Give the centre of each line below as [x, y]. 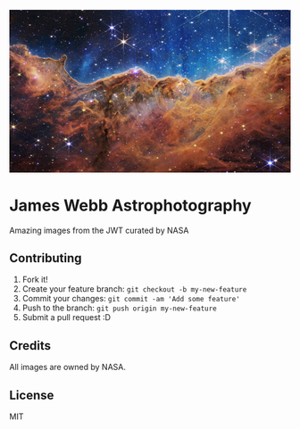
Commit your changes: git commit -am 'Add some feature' [131, 299]
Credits [30, 346]
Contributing [46, 258]
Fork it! [35, 280]
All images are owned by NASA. [68, 367]
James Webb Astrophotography [130, 205]
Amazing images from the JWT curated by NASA [99, 230]
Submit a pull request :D [67, 318]
